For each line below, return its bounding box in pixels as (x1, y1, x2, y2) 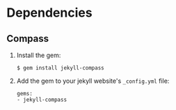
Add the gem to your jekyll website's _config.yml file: (16, 77, 170, 85)
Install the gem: (16, 51, 61, 59)
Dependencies (6, 5, 93, 21)
